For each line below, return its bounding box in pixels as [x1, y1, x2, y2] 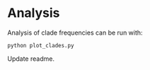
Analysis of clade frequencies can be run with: [7, 28, 143, 37]
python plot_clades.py [7, 42, 74, 49]
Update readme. [7, 54, 55, 63]
